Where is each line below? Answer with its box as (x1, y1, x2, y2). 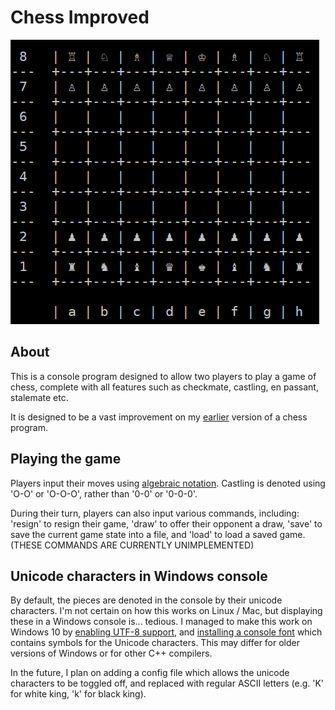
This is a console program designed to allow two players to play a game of (10, 370, 317, 382)
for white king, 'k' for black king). (10, 688, 147, 700)
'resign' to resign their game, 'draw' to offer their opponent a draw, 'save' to (10, 517, 323, 530)
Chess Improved (10, 6, 150, 29)
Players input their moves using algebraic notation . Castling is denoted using (10, 477, 326, 489)
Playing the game (10, 451, 122, 468)
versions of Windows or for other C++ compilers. (10, 647, 213, 660)
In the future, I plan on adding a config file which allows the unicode (10, 667, 290, 679)
